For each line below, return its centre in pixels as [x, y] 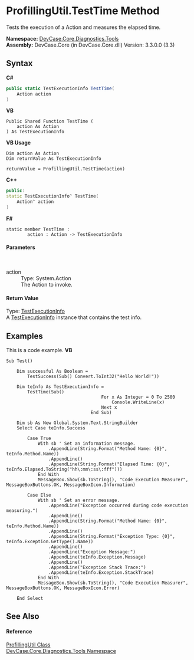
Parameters [21, 247]
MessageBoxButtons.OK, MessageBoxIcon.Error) [63, 588]
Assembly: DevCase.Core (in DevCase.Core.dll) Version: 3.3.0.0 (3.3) [91, 45]
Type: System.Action [46, 278]
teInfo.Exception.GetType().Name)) [50, 542]
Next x [109, 408]
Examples [24, 336]
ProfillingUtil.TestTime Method [83, 11]
